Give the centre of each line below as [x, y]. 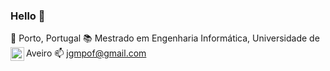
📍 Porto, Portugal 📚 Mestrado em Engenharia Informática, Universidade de [165, 38]
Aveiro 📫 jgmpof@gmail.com [86, 53]
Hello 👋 [28, 16]
